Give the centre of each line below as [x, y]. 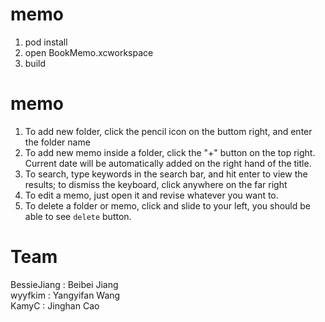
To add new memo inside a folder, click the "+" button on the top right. [170, 152]
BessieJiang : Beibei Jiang [64, 284]
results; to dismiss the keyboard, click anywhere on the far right [156, 184]
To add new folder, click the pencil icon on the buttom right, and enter [168, 131]
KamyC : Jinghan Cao [55, 305]
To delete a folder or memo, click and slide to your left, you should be [167, 205]
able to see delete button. [78, 216]
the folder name [57, 142]
